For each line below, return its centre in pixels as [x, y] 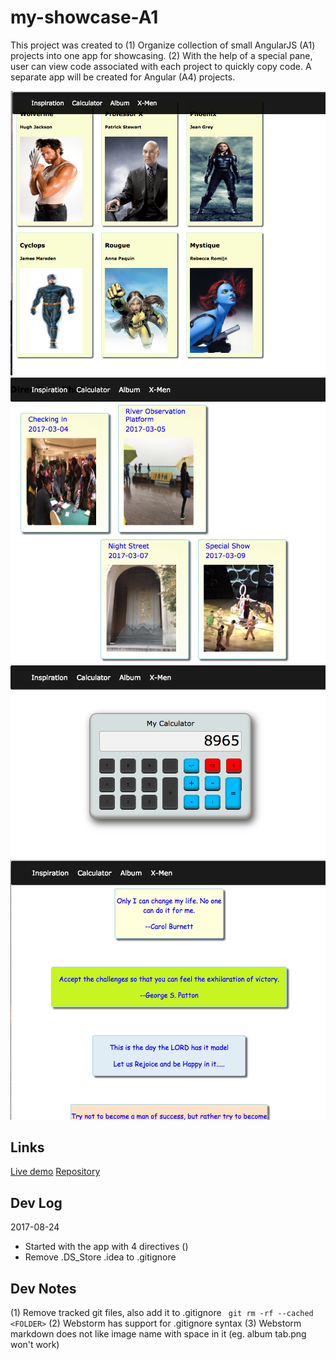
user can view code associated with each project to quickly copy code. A [161, 66]
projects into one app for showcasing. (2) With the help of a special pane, [161, 55]
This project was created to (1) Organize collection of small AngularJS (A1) [163, 45]
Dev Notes [43, 1288]
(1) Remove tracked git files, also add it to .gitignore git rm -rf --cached [162, 1312]
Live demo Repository [55, 1172]
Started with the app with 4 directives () [106, 1247]
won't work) [35, 1344]
